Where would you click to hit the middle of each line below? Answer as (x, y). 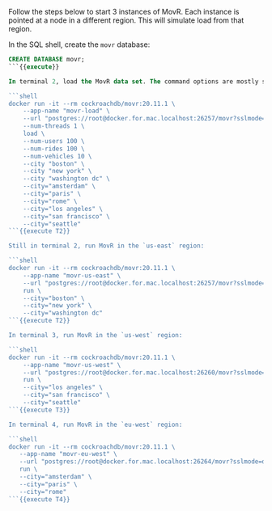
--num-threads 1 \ (54, 126)
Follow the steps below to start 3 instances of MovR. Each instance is (124, 12)
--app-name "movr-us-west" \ (72, 365)
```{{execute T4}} (39, 499)
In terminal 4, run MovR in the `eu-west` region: (96, 424)
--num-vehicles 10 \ (57, 156)
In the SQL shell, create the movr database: (79, 44)
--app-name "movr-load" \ (67, 111)
